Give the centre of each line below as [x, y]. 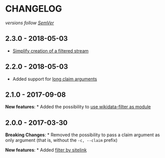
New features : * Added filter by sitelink [46, 150]
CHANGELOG [34, 9]
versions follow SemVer [30, 23]
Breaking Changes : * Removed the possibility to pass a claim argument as [82, 135]
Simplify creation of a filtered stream [50, 50]
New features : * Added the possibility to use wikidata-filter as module [78, 107]
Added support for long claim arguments [55, 79]
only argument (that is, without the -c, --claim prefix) [61, 140]
